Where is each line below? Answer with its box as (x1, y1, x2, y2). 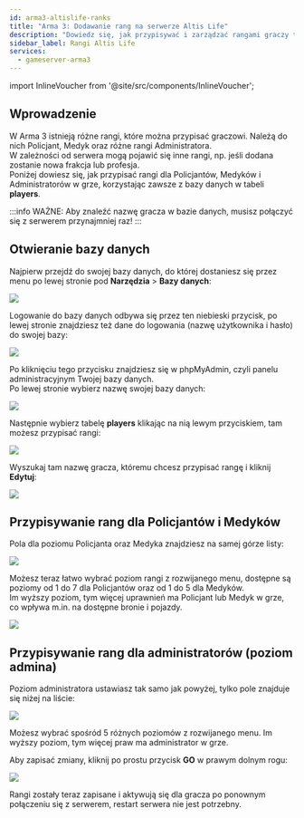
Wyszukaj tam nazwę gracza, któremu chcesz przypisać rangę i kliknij (9, 461, 271, 472)
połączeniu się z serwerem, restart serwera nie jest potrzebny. (9, 799, 242, 810)
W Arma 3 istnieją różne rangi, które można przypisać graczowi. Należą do (9, 130, 288, 141)
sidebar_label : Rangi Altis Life (9, 38, 136, 48)
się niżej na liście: (9, 693, 75, 704)
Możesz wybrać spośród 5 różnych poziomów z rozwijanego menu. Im (9, 727, 273, 738)
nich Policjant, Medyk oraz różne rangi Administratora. (9, 140, 213, 150)
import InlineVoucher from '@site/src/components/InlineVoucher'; (9, 81, 255, 91)
